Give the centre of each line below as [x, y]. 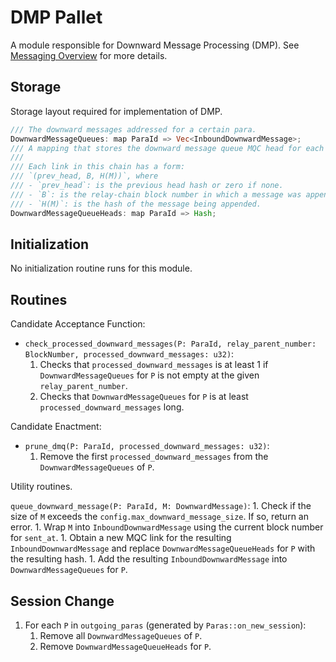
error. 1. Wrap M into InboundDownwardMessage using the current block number [167, 527]
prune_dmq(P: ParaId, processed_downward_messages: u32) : [147, 446]
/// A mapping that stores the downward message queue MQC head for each [167, 148]
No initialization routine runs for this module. [101, 268]
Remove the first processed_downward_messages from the [154, 457]
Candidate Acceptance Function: [78, 324]
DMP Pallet [56, 17]
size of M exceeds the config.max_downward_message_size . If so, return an [159, 517]
